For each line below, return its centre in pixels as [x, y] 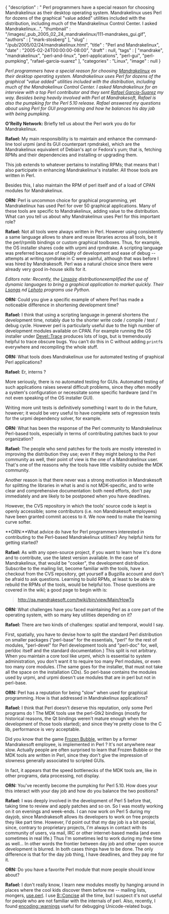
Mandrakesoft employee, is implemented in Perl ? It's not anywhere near [80, 744]
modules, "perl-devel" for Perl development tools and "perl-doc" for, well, [82, 645]
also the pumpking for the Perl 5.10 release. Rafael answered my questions [83, 103]
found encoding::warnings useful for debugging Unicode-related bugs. [79, 906]
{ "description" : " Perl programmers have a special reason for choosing [80, 7]
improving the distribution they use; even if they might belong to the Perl [80, 454]
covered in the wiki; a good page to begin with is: [56, 590]
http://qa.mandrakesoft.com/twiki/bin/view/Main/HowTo [76, 600]
